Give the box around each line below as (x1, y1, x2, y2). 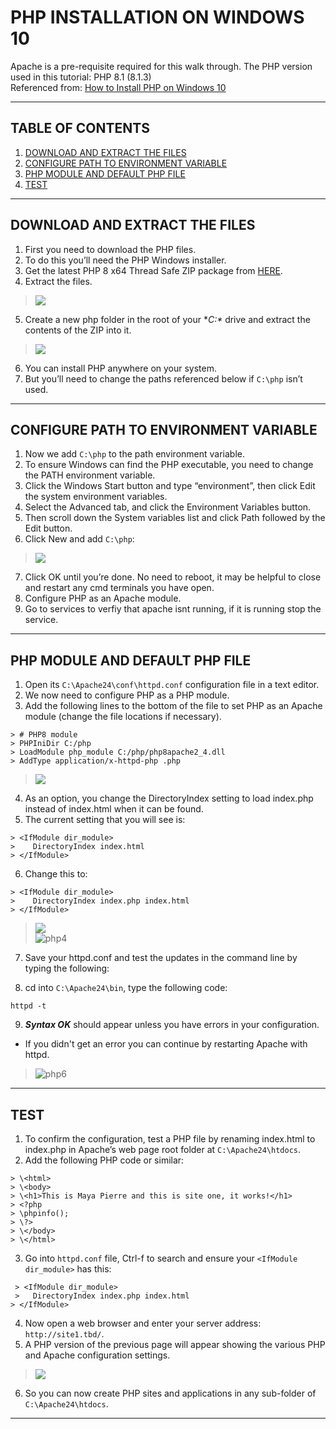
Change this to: (24, 868, 88, 880)
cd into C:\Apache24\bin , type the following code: (24, 982, 228, 994)
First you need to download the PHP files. (24, 243, 197, 255)
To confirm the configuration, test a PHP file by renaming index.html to (24, 1133, 316, 1145)
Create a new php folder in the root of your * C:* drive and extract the (24, 313, 311, 325)
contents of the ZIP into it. (24, 324, 132, 336)
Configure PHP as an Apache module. (24, 592, 182, 605)
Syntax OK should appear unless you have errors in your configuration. (24, 1019, 320, 1031)
